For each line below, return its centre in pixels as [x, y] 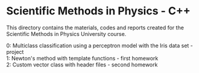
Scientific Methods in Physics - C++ [99, 11]
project [15, 51]
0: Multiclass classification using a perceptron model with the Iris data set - [99, 45]
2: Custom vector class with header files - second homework [82, 65]
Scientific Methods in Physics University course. [66, 34]
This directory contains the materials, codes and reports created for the [95, 28]
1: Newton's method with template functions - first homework [82, 58]
